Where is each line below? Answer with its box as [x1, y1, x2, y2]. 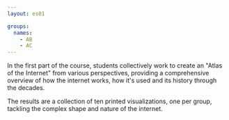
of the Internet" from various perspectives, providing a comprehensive [7, 69, 210, 77]
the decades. [7, 84, 45, 92]
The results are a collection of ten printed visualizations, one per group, [7, 97, 212, 105]
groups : [7, 22, 30, 30]
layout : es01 [7, 10, 45, 17]
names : [13, 29, 33, 36]
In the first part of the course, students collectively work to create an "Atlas [7, 61, 223, 70]
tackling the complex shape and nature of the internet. [7, 105, 164, 113]
